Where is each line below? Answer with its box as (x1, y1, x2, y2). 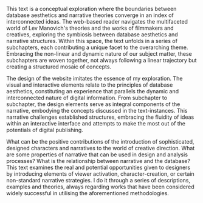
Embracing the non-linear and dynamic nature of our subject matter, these (6, 50, 193, 57)
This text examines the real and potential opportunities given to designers (6, 164, 190, 171)
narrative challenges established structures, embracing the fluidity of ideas (6, 113, 194, 121)
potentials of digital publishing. (6, 127, 83, 133)
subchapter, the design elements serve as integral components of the (6, 101, 181, 108)
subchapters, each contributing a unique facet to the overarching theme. (6, 44, 188, 51)
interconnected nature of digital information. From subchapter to (6, 94, 168, 101)
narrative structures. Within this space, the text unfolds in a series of (6, 38, 178, 44)
